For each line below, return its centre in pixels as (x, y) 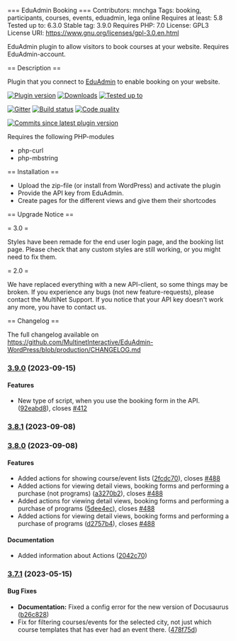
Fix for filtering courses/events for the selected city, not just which (114, 622)
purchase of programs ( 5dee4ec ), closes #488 (86, 509)
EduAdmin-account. (36, 54)
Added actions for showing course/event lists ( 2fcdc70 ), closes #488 (119, 478)
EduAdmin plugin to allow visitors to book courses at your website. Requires (118, 46)
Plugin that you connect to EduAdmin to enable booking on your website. (114, 82)
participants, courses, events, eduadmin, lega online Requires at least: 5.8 (115, 18)
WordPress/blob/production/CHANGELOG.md (74, 350)
